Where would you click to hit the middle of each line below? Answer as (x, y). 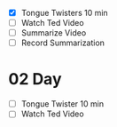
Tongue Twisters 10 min (64, 13)
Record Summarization (63, 43)
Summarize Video (54, 33)
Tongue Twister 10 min (62, 104)
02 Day (35, 79)
